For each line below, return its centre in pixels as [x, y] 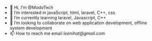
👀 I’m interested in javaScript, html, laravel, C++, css [62, 13]
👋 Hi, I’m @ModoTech [31, 7]
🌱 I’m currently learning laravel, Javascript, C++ [58, 18]
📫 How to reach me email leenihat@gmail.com [57, 33]
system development [31, 28]
